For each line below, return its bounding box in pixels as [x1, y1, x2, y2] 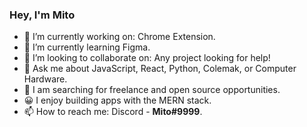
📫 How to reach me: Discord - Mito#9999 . [23, 106, 203, 118]
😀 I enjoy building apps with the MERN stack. [23, 94, 212, 107]
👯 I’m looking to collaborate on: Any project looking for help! [23, 52, 271, 64]
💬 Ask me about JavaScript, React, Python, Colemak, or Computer [23, 63, 297, 75]
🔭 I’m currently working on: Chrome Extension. [23, 31, 216, 43]
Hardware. [23, 73, 68, 85]
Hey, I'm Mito [9, 8, 76, 22]
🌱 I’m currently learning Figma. [23, 41, 151, 53]
